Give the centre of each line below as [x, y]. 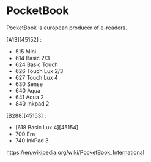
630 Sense [29, 84]
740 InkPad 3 [32, 140]
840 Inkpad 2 [32, 103]
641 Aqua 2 [29, 97]
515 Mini [26, 51]
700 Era [25, 134]
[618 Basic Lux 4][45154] [47, 127]
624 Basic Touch [36, 64]
